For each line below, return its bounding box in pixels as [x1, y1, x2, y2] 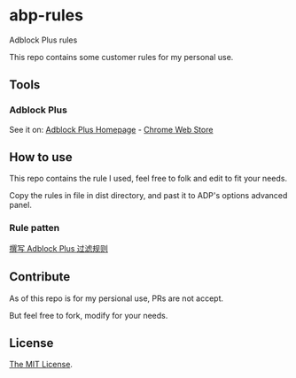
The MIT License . [9, 359, 74, 370]
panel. [9, 200, 33, 211]
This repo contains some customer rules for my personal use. [9, 51, 234, 62]
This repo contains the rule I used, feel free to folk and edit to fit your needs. [9, 174, 288, 184]
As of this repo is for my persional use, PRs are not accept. [9, 293, 224, 304]
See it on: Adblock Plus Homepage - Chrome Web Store [9, 124, 214, 135]
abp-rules [9, 5, 84, 26]
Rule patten [9, 222, 60, 235]
